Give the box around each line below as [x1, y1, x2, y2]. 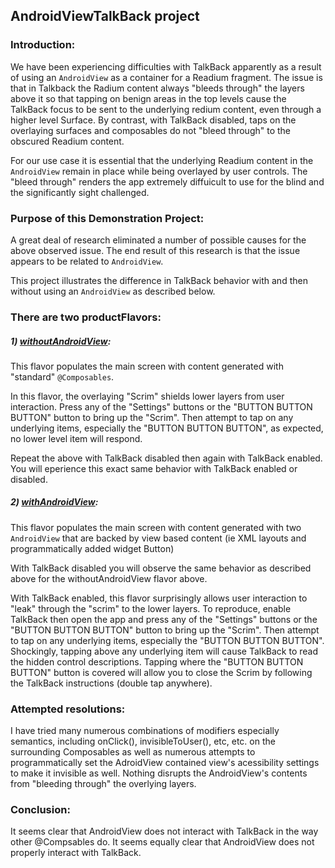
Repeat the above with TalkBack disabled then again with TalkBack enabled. [10, 452, 323, 464]
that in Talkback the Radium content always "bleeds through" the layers [10, 82, 305, 94]
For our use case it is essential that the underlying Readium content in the [10, 154, 314, 166]
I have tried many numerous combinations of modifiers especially [10, 725, 280, 737]
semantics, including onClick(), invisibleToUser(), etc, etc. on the [10, 735, 276, 748]
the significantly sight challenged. [10, 186, 150, 198]
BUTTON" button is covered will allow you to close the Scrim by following [10, 666, 313, 678]
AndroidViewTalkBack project [10, 8, 200, 25]
